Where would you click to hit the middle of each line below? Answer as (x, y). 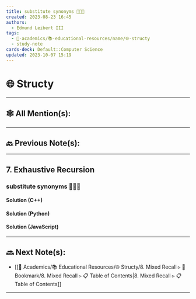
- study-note (27, 44)
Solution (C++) (24, 200)
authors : (17, 22)
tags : (13, 33)
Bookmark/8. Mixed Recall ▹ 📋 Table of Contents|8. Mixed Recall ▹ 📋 (98, 276)
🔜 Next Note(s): (36, 253)
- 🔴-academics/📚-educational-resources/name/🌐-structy (81, 39)
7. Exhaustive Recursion (50, 170)
